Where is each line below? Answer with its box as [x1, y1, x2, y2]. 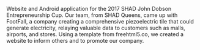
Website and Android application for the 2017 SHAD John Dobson [6, 5, 172, 12]
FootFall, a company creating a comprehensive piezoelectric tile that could [6, 18, 194, 25]
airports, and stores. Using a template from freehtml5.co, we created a [6, 31, 184, 38]
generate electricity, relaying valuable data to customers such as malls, [6, 24, 185, 31]
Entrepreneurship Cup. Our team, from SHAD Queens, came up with [6, 11, 178, 19]
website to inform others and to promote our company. [6, 37, 144, 44]
